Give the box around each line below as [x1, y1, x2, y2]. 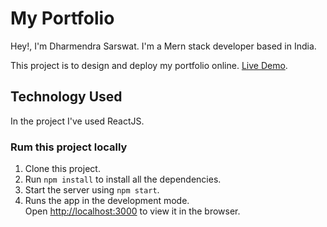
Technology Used [10, 88, 123, 106]
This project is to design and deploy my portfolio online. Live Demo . [10, 59, 288, 71]
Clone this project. [24, 163, 101, 175]
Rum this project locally [10, 140, 128, 154]
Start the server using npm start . [24, 184, 160, 196]
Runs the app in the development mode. [24, 195, 190, 207]
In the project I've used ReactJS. [10, 115, 145, 127]
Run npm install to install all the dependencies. [24, 173, 222, 186]
